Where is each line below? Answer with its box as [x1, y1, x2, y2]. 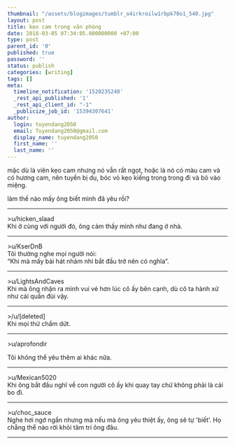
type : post [7, 36, 39, 43]
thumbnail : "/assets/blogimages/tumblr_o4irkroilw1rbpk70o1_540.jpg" [7, 10, 215, 17]
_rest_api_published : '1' [13, 95, 90, 102]
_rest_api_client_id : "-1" [13, 101, 92, 108]
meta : [7, 82, 23, 89]
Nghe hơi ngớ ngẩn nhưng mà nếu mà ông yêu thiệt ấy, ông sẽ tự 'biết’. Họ [7, 416, 222, 424]
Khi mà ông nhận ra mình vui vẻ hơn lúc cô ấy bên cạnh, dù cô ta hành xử [7, 285, 219, 292]
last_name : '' [13, 147, 55, 154]
